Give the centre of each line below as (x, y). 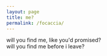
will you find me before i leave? (46, 46)
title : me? (20, 17)
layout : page (23, 12)
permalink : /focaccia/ (35, 23)
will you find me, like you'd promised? (54, 40)
